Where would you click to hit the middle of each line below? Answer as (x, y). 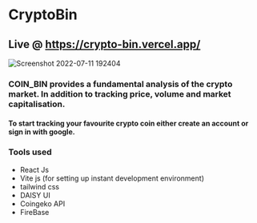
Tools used (30, 152)
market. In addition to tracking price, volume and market (120, 94)
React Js (34, 169)
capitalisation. (37, 104)
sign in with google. (42, 131)
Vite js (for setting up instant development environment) (112, 178)
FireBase (34, 212)
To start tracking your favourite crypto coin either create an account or (128, 123)
